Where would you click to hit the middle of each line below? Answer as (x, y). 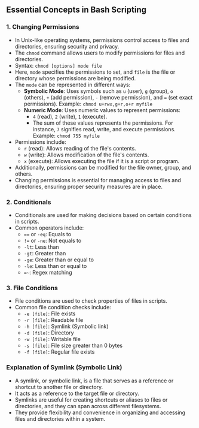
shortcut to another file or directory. (59, 387)
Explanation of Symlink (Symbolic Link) (64, 367)
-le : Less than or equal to (55, 266)
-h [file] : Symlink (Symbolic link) (66, 327)
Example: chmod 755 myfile (66, 135)
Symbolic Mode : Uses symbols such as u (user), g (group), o (98, 91)
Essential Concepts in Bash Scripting (76, 10)
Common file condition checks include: (63, 308)
